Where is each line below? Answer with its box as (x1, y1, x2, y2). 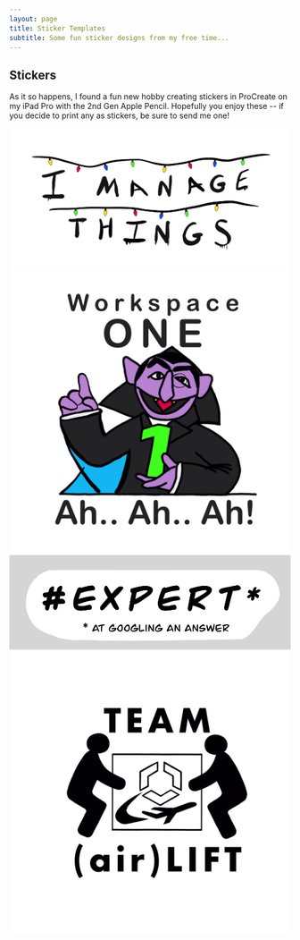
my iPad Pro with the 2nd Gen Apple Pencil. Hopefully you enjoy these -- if (9, 101, 284, 112)
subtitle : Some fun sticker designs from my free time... (9, 33, 229, 42)
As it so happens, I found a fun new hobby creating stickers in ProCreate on (9, 91, 288, 102)
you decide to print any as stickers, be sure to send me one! (9, 110, 230, 121)
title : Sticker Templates (9, 23, 105, 33)
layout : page (9, 14, 58, 23)
